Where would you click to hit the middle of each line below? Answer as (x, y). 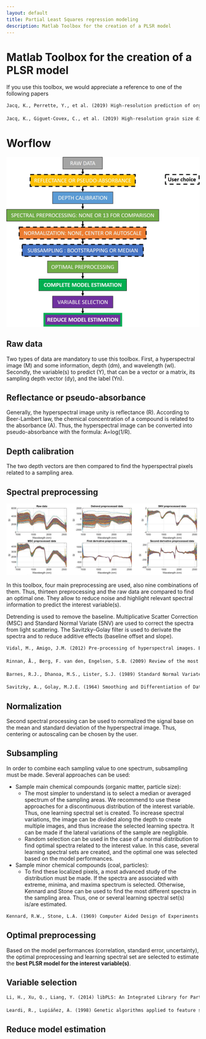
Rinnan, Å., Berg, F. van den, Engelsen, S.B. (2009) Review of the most (103, 661)
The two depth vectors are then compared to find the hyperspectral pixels (100, 466)
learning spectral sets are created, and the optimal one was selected (111, 852)
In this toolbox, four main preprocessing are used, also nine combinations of (102, 585)
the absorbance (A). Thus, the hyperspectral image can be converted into (99, 425)
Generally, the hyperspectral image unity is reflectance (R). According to (98, 412)
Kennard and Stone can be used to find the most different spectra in (110, 891)
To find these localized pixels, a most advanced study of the (100, 871)
